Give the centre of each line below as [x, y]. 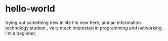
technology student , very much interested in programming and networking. [84, 27]
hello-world [30, 9]
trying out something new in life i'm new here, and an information [73, 22]
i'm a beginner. [21, 33]
